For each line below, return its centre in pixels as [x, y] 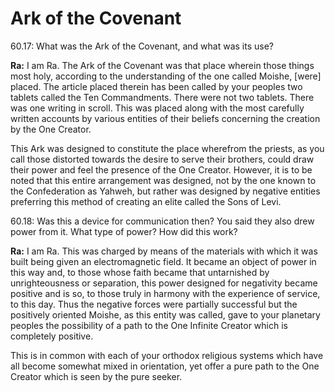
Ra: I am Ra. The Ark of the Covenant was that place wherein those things [162, 65]
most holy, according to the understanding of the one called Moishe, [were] [166, 76]
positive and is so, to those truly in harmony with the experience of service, [165, 293]
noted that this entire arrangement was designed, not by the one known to [163, 180]
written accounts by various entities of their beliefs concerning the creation [165, 118]
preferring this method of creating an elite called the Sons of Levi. [146, 201]
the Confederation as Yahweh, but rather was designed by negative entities [165, 191]
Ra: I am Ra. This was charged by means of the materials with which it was [164, 251]
